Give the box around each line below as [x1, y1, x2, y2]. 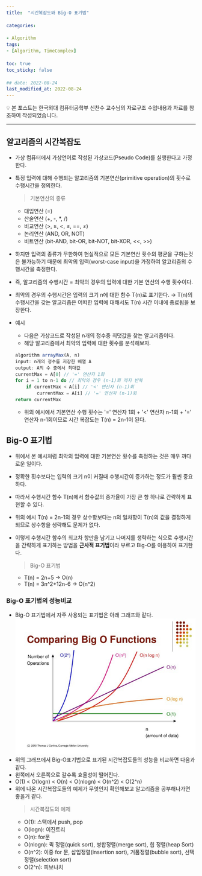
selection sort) [35, 855, 72, 863]
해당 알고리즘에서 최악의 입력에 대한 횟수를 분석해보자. [23, 339, 151, 346]
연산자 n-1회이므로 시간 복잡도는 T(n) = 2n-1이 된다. [23, 416, 146, 423]
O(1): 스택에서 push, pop [23, 818, 83, 825]
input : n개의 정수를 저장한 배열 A [14, 358, 92, 364]
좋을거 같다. [14, 792, 43, 799]
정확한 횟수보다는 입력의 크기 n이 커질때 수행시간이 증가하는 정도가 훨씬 [14, 472, 182, 480]
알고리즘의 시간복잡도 [6, 136, 81, 147]
